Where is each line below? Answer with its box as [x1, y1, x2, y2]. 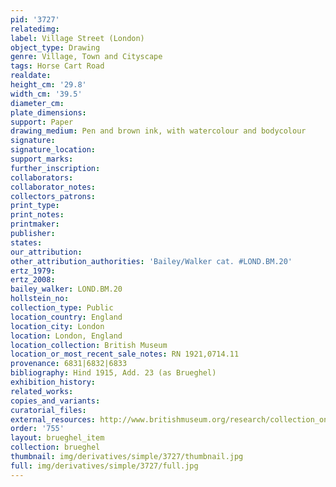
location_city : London [10, 321, 105, 331]
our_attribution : [10, 247, 83, 257]
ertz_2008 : [10, 275, 56, 285]
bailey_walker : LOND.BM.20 [10, 284, 123, 295]
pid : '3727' [10, 14, 60, 25]
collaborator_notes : [10, 182, 97, 192]
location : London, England [10, 331, 123, 341]
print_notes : [10, 210, 65, 220]
